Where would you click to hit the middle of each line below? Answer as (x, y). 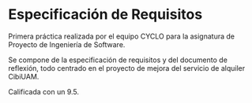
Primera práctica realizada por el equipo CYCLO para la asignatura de (122, 36)
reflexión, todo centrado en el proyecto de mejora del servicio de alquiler (127, 68)
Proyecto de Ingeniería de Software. (67, 44)
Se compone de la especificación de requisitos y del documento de (118, 60)
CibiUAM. (24, 76)
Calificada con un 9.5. (44, 91)
